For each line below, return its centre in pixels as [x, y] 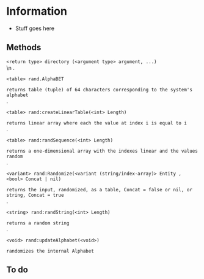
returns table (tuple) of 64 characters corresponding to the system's [99, 90]
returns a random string [38, 223]
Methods [24, 48]
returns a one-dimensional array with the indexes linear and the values [102, 151]
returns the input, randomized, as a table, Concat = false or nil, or [99, 189]
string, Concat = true [35, 195]
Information [37, 11]
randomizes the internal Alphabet [50, 251]
